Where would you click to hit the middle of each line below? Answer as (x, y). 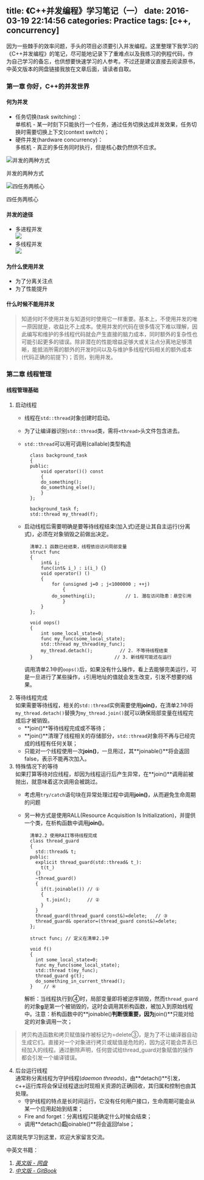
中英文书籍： (22, 1150)
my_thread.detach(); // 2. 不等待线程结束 (104, 651)
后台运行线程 (31, 1070)
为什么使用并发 (25, 266)
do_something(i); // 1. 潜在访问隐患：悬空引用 (121, 596)
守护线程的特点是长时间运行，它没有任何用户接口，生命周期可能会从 (110, 1101)
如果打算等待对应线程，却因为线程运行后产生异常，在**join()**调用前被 (104, 774)
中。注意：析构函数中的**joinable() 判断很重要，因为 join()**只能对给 (109, 1014)
